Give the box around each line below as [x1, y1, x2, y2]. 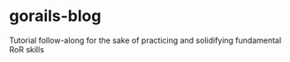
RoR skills [9, 44, 44, 54]
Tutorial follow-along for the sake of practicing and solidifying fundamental [9, 35, 282, 45]
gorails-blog [9, 6, 102, 26]
